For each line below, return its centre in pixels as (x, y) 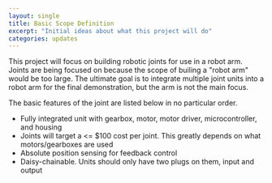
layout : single (34, 16)
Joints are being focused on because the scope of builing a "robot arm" (129, 70)
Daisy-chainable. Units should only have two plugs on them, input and (137, 162)
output (31, 170)
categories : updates (43, 38)
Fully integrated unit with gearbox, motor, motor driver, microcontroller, (138, 119)
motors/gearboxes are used (67, 145)
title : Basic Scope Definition (61, 23)
